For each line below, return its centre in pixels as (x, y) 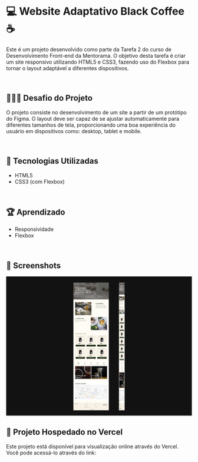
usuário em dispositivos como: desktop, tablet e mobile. (74, 131)
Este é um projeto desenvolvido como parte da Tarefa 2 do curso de (89, 49)
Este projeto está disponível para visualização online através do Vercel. (92, 446)
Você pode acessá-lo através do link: (51, 453)
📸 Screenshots (34, 265)
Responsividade (34, 229)
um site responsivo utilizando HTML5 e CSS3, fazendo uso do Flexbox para (98, 62)
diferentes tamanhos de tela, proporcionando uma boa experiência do (91, 125)
